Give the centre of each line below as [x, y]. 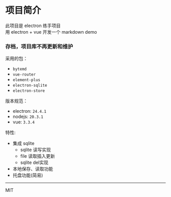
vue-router [24, 75]
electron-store [29, 91]
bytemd [20, 69]
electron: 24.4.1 [30, 111]
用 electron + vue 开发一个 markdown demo [51, 32]
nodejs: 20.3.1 [28, 117]
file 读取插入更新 [37, 156]
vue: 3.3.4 [23, 122]
